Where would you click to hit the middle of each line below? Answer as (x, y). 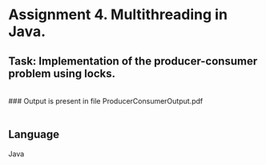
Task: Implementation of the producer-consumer (133, 61)
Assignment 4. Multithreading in (118, 15)
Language (34, 134)
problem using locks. (62, 73)
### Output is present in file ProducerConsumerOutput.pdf (106, 101)
